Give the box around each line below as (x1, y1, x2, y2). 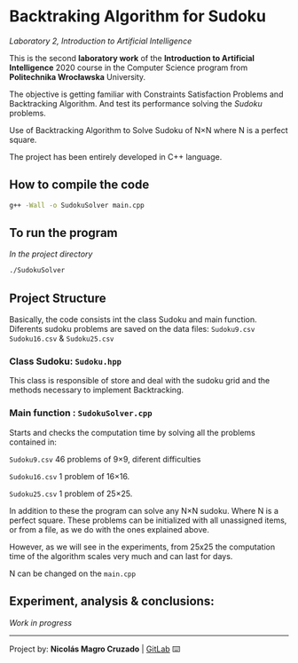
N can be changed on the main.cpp (9, 568, 136, 579)
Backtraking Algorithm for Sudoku (9, 6, 267, 27)
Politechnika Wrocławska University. (9, 71, 146, 82)
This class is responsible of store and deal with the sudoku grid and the (9, 375, 271, 386)
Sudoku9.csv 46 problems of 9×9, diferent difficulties (9, 454, 201, 464)
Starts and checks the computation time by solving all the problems (9, 427, 255, 438)
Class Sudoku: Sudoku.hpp (9, 355, 122, 367)
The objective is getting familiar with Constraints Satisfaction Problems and (9, 89, 284, 99)
